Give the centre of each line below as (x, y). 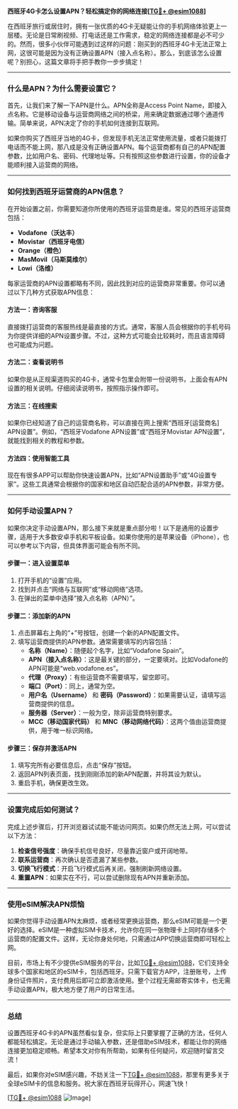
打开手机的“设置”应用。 (52, 580)
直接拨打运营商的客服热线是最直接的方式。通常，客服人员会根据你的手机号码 (119, 327)
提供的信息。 (59, 704)
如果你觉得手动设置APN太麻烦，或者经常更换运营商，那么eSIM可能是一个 (114, 921)
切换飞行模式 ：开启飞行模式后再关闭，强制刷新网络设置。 (101, 868)
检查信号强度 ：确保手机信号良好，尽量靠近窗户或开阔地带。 (104, 850)
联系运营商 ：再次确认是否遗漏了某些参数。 (80, 860)
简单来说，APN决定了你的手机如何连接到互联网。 (91, 123)
